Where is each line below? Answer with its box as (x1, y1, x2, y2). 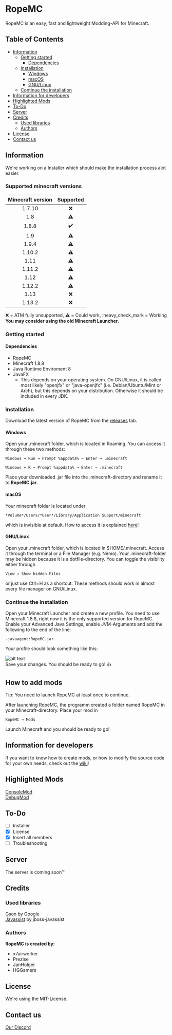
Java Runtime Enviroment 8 (12, 365, 71, 372)
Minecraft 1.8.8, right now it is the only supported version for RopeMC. (5, 616, 154, 622)
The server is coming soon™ (5, 869, 65, 875)
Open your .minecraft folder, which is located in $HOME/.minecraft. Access (5, 545, 164, 551)
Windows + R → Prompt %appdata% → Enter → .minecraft (5, 465, 123, 470)
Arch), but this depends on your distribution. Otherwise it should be (20, 387, 163, 394)
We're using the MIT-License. (5, 995, 68, 1002)
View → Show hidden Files (5, 571, 61, 576)
